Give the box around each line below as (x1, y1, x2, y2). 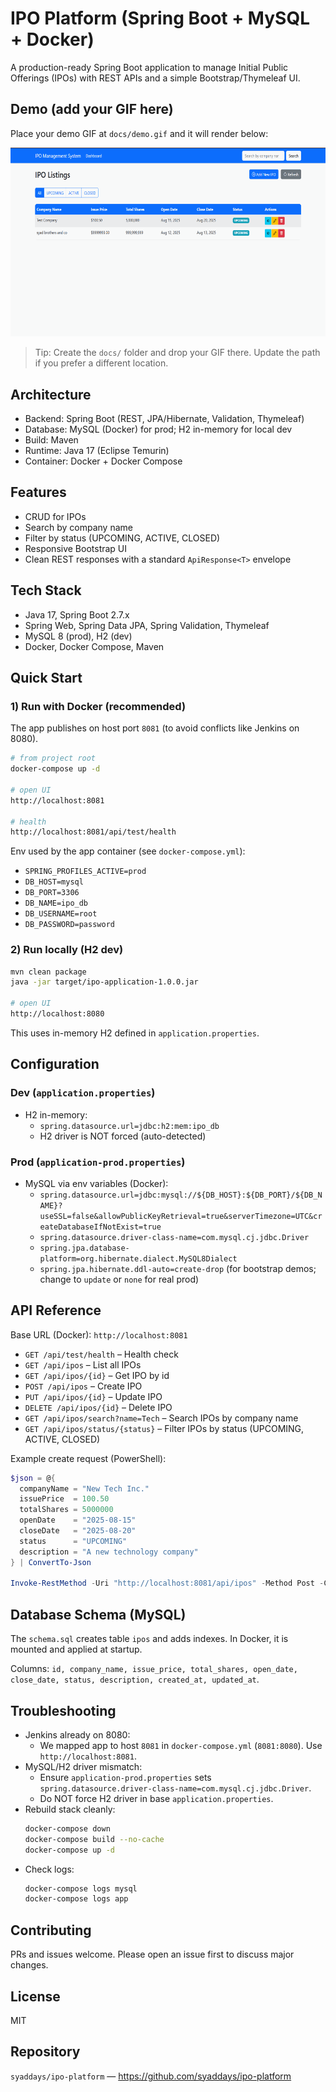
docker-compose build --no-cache (24, 1834, 165, 1844)
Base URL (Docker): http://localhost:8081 (10, 1328, 188, 1341)
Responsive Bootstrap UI (24, 542, 128, 554)
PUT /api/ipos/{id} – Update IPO (24, 1390, 163, 1402)
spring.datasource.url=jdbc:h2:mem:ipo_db (39, 1121, 220, 1131)
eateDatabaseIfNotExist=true (39, 1222, 162, 1232)
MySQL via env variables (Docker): (24, 1177, 169, 1189)
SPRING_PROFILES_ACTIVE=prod (24, 867, 147, 877)
